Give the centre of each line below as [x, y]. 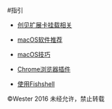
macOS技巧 [34, 54]
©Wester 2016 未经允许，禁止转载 [56, 99]
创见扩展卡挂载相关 [45, 25]
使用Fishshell [36, 84]
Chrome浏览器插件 [44, 69]
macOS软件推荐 [40, 40]
